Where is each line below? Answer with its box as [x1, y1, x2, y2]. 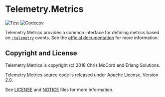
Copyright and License [5, 49, 77, 57]
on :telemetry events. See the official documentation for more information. [5, 35, 159, 41]
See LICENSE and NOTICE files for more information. [5, 87, 114, 93]
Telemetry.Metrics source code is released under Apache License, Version [5, 72, 159, 78]
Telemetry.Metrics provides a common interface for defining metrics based [5, 29, 160, 35]
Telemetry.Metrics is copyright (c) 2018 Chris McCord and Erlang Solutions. [5, 62, 161, 68]
